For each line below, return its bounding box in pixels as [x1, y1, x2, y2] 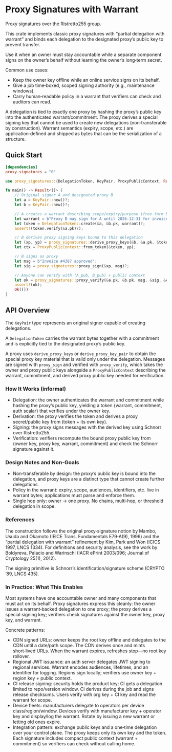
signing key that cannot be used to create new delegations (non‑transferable [5, 119, 167, 125]
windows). [12, 87, 35, 94]
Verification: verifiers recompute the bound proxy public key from [12, 435, 151, 442]
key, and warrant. [5, 617, 42, 623]
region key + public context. [12, 675, 72, 681]
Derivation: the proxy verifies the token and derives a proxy [12, 413, 138, 419]
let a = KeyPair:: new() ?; [14, 197, 70, 203]
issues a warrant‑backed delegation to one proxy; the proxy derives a [5, 606, 152, 612]
